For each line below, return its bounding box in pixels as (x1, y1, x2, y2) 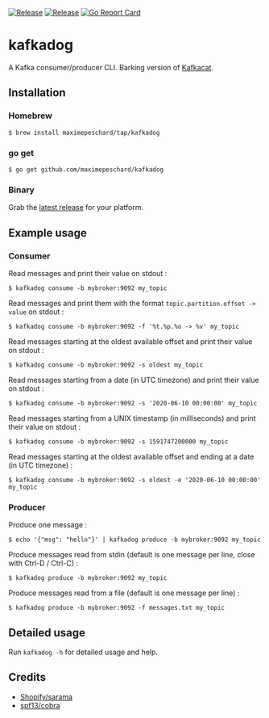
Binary (8, 184, 35, 195)
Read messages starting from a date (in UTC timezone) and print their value (8, 375, 259, 384)
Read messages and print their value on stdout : (8, 268, 168, 278)
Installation (8, 86, 66, 100)
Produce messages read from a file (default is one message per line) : (8, 588, 240, 598)
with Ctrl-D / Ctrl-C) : (8, 558, 79, 569)
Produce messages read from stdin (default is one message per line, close (8, 550, 255, 560)
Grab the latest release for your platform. (8, 203, 143, 212)
